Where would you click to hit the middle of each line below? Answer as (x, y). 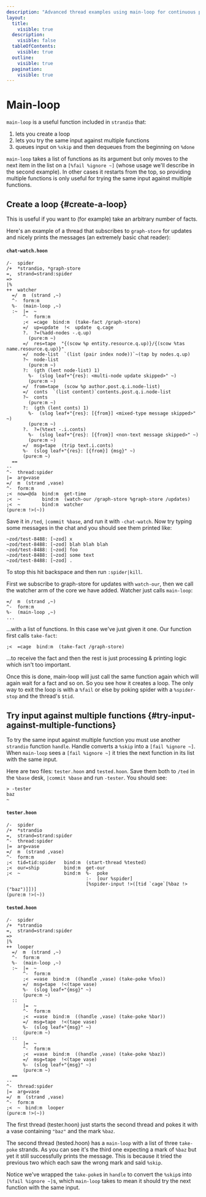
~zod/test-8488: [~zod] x (39, 539)
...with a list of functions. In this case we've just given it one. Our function (99, 629)
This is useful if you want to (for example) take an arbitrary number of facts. (102, 219)
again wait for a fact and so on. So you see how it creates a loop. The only (100, 683)
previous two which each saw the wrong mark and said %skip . (84, 1163)
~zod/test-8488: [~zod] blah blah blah (57, 545)
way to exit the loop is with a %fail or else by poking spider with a (90, 690)
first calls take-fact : (32, 636)
